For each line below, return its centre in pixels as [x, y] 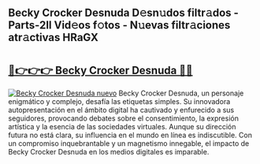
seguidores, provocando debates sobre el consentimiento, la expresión [123, 118]
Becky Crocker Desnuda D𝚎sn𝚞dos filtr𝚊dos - [123, 13]
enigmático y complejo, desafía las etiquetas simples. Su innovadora [119, 101]
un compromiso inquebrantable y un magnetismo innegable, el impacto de [129, 143]
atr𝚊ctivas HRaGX [53, 37]
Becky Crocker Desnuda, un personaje [181, 93]
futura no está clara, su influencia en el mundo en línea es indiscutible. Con [130, 135]
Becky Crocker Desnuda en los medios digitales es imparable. [109, 152]
